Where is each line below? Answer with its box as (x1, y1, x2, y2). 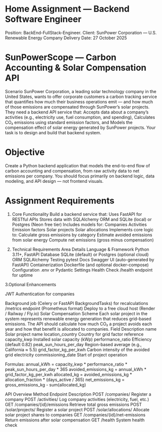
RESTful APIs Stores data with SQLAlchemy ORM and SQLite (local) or (12, 216, 152, 222)
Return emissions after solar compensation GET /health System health (5, 417, 145, 423)
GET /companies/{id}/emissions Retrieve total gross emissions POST (5, 401, 142, 407)
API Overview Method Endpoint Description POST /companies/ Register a (5, 391, 151, 397)
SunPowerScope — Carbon (5, 52, 117, 63)
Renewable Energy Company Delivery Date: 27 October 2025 (5, 35, 127, 41)
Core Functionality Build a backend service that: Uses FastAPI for (12, 211, 142, 217)
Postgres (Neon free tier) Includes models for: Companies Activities (12, 222, 147, 227)
